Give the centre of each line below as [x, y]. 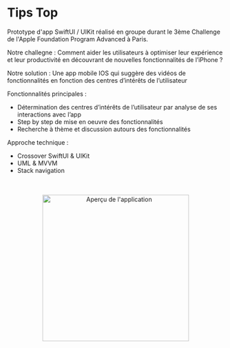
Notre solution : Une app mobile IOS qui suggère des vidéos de [96, 73]
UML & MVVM [37, 163]
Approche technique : [38, 142]
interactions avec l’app [49, 114]
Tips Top [33, 13]
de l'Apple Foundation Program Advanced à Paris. [78, 39]
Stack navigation [41, 170]
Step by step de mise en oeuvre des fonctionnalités [90, 121]
